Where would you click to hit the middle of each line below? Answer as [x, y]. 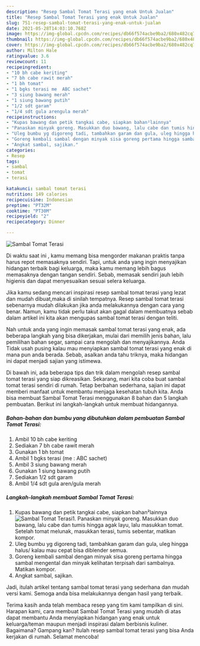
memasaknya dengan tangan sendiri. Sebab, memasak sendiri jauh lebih [95, 274]
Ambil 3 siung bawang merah [51, 464]
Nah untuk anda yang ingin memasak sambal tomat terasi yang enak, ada [96, 329]
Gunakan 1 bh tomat [39, 452]
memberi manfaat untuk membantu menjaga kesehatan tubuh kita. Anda [95, 392]
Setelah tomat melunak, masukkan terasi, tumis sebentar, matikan [95, 531]
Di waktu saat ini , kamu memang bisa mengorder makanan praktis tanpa [96, 256]
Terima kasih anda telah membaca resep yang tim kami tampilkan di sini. [95, 605]
